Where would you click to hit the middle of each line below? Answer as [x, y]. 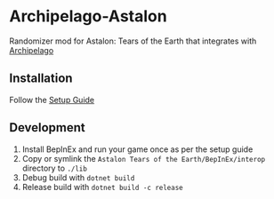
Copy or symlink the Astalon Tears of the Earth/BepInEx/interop [143, 158]
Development [48, 127]
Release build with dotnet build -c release [103, 187]
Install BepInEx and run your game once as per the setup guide [137, 149]
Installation [41, 79]
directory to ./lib [54, 168]
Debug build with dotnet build [78, 177]
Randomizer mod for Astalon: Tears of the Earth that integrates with [133, 41]
